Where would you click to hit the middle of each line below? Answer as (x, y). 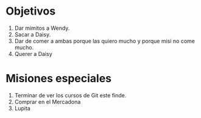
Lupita (23, 108)
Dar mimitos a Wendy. (42, 28)
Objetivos (31, 11)
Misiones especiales (59, 79)
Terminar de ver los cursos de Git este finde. (70, 95)
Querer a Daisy (33, 54)
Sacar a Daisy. (33, 34)
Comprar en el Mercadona (48, 102)
